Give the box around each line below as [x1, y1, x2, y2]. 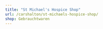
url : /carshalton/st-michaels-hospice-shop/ [5, 12, 99, 17]
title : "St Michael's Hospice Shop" [5, 7, 81, 12]
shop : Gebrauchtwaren [5, 16, 50, 21]
